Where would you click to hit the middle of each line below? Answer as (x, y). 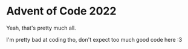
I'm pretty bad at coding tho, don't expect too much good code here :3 (94, 39)
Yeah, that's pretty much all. (41, 28)
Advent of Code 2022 (61, 11)
